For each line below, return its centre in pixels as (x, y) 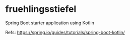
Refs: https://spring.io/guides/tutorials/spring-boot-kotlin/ (65, 32)
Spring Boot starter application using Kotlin (50, 23)
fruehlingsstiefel (41, 9)
